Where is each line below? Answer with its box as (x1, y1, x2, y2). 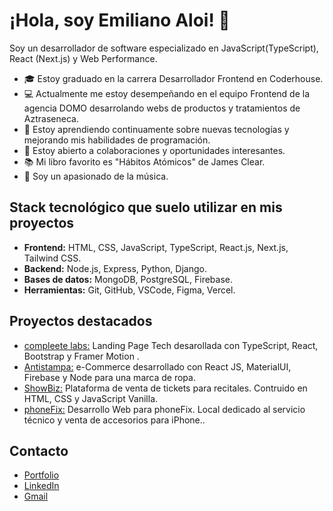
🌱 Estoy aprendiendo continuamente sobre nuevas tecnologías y (23, 123, 290, 135)
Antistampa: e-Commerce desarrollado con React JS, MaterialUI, (23, 360, 292, 373)
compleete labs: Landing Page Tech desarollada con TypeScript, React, (23, 339, 319, 351)
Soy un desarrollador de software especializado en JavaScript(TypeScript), (9, 42, 319, 54)
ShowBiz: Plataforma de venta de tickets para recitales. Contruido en (23, 382, 308, 394)
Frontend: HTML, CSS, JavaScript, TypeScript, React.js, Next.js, (23, 241, 289, 253)
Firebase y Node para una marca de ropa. (23, 371, 196, 383)
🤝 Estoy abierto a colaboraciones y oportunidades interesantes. (23, 144, 286, 156)
